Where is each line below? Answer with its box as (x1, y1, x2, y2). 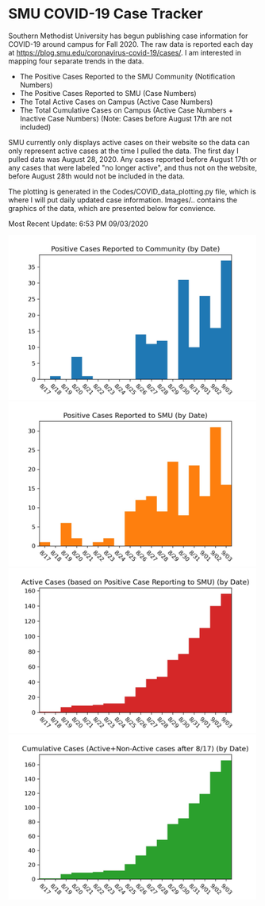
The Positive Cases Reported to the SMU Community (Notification (19, 71, 236, 81)
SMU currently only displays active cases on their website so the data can (8, 137, 250, 147)
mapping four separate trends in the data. (8, 56, 144, 66)
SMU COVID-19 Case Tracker (8, 5, 204, 23)
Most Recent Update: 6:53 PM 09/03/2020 (8, 219, 148, 228)
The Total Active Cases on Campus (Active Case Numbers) (19, 97, 213, 106)
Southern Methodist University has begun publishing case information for (8, 31, 248, 40)
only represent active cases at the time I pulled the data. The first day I (8, 146, 240, 155)
